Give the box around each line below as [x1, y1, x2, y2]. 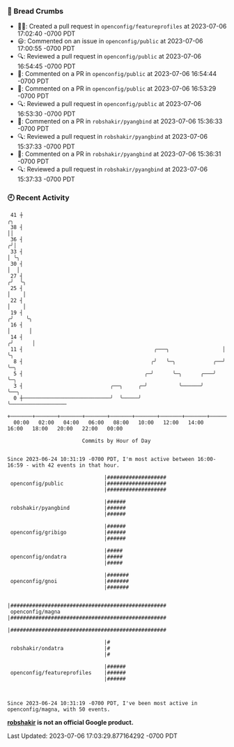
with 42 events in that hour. [32, 462, 120, 469]
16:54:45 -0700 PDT [17, 62, 76, 70]
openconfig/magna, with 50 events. [7, 706, 111, 713]
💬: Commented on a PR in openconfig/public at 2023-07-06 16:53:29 [17, 84, 217, 93]
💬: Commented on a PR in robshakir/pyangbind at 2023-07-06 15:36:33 [17, 117, 223, 126]
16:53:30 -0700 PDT [17, 110, 76, 118]
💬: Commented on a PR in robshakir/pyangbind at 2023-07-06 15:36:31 [17, 150, 221, 158]
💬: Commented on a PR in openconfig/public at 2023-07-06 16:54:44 [17, 70, 217, 78]
